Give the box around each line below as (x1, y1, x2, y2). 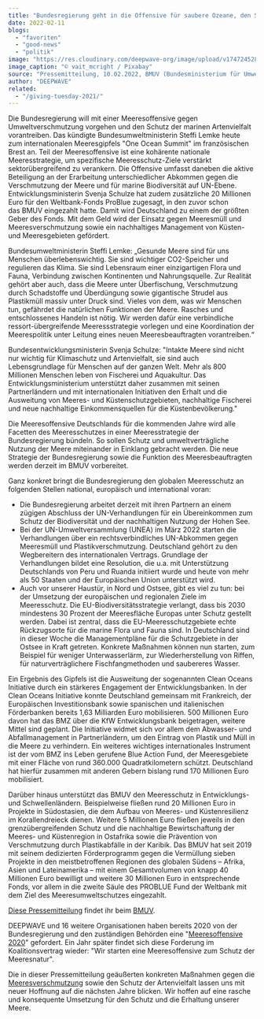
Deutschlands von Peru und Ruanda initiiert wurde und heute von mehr (19, 567, 249, 576)
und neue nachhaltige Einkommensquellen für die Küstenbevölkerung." (8, 404, 238, 414)
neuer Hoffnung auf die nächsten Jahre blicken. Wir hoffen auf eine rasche (8, 987, 251, 996)
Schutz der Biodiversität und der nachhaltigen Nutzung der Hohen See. (19, 517, 251, 526)
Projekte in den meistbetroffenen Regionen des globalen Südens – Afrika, (8, 857, 245, 867)
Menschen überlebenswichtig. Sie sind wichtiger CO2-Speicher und (8, 255, 229, 264)
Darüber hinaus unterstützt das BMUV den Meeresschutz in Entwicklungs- (8, 790, 250, 800)
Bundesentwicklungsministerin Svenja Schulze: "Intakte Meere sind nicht (8, 345, 245, 355)
